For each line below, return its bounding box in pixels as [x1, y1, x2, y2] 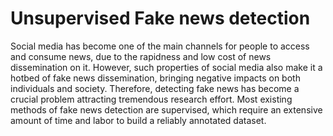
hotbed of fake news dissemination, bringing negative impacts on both [10, 72, 301, 84]
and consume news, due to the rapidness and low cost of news [10, 50, 272, 62]
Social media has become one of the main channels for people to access [10, 40, 310, 52]
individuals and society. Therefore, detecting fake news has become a [10, 82, 300, 94]
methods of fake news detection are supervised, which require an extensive [10, 103, 323, 116]
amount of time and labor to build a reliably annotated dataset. [10, 114, 267, 126]
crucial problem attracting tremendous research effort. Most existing [10, 93, 293, 105]
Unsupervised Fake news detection [10, 7, 311, 30]
